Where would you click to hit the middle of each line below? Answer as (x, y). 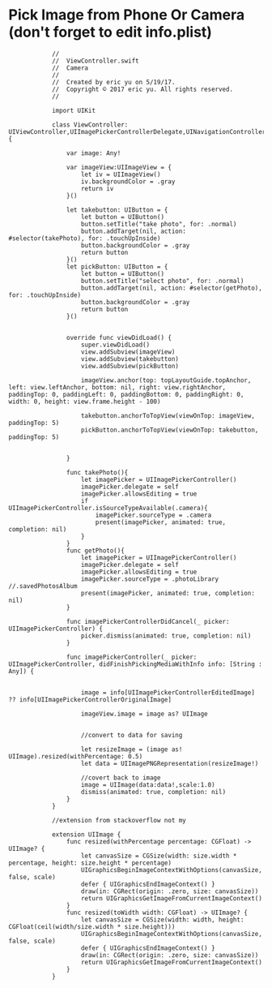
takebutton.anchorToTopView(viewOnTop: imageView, (168, 415)
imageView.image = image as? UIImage (144, 714)
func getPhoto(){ (96, 550)
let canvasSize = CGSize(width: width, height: (162, 919)
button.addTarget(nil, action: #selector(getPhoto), (172, 288)
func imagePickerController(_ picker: (132, 657)
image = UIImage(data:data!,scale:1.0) (148, 784)
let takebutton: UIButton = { (117, 210)
